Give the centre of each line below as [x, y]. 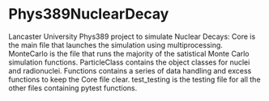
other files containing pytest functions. [73, 88]
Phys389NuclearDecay [89, 14]
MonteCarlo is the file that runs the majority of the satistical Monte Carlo [129, 53]
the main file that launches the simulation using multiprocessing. [115, 44]
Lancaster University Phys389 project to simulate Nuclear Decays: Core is [132, 36]
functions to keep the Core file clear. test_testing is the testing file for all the [134, 79]
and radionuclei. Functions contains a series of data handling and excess [130, 70]
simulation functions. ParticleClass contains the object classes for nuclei [129, 62]
